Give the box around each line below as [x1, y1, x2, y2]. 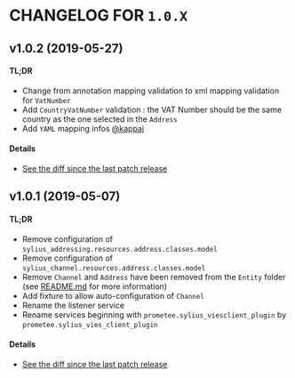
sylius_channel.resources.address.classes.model [21, 263, 206, 272]
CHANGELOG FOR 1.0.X [9, 5, 188, 26]
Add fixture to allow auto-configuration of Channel [21, 290, 204, 301]
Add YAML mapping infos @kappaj [21, 123, 145, 133]
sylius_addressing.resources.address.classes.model [21, 245, 218, 253]
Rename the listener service [21, 300, 125, 310]
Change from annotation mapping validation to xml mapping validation [21, 85, 280, 96]
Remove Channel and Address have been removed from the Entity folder [21, 271, 286, 282]
